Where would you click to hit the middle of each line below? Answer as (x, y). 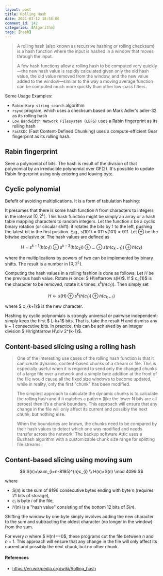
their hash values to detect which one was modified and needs (80, 429)
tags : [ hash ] (18, 32)
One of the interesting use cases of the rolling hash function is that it (85, 358)
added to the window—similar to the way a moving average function (85, 81)
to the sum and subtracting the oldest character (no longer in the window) (79, 521)
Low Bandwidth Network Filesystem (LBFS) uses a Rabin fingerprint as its (85, 121)
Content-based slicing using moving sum (69, 460)
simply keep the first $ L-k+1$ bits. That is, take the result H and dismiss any (81, 321)
